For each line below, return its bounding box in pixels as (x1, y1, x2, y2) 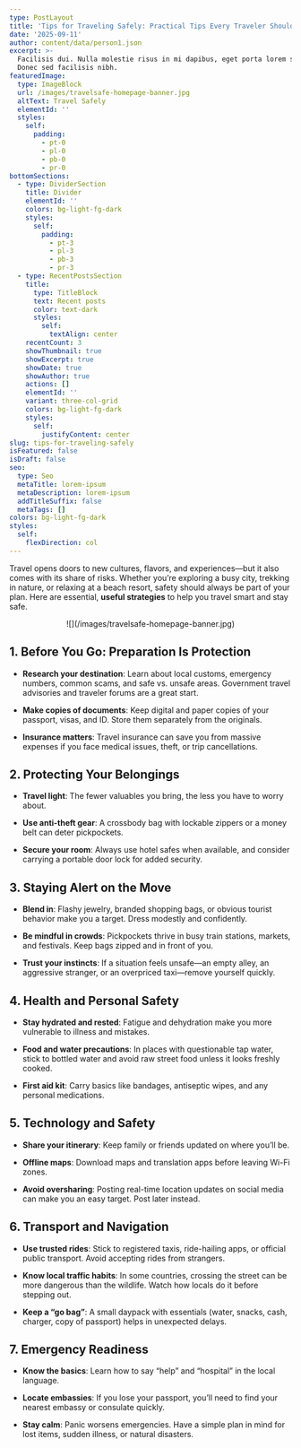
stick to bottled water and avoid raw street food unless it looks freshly (21, 1053, 280, 1063)
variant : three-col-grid (25, 396, 118, 406)
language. (21, 1375, 60, 1386)
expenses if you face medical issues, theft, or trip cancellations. (21, 741, 258, 751)
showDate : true (25, 363, 82, 372)
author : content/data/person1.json (9, 38, 142, 48)
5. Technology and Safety (9, 1115, 156, 1131)
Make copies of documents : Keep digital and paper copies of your (21, 705, 270, 715)
